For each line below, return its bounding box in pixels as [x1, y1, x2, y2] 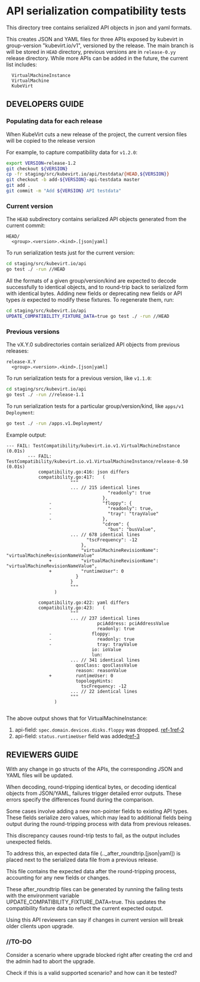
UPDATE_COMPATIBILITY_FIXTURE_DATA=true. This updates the [6, 898, 166, 906]
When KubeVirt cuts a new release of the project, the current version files [6, 130, 187, 138]
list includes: [6, 61, 38, 68]
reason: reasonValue [75, 667, 127, 673]
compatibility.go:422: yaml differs [38, 599, 130, 606]
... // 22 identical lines [70, 688, 137, 694]
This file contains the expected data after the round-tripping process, [6, 868, 177, 875]
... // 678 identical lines [70, 532, 140, 538]
